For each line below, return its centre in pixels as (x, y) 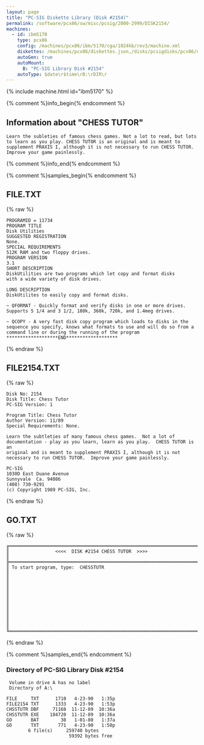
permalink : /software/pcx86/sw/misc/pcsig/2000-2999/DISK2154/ (88, 23)
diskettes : (31, 52)
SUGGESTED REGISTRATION (36, 236)
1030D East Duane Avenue (38, 474)
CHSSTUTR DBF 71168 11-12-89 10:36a (61, 709)
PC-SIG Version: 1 (29, 404)
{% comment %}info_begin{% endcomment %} (66, 103)
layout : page (23, 12)
